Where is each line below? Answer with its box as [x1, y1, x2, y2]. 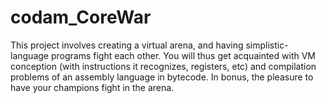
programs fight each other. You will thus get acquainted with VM [50, 49, 316, 61]
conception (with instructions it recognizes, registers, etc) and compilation [10, 60, 317, 72]
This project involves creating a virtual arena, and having [10, 39, 244, 51]
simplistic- [245, 39, 289, 51]
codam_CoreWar [10, 6, 152, 29]
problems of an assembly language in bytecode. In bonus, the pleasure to [10, 71, 314, 83]
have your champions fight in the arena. [10, 81, 175, 93]
